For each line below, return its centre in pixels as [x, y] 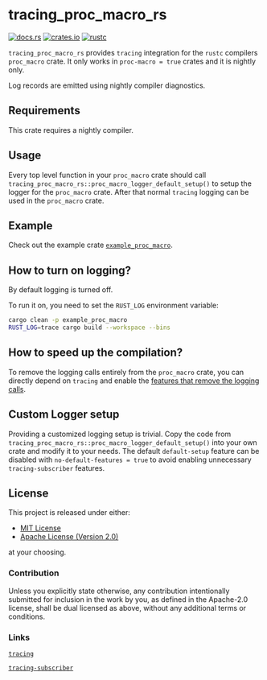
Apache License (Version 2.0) [69, 537]
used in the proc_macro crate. [56, 200]
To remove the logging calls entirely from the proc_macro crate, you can [126, 372]
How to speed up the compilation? [96, 353]
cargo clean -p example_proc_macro [68, 320]
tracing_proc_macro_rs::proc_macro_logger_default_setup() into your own [133, 442]
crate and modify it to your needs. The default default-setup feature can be [134, 451]
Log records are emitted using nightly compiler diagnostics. [107, 85]
